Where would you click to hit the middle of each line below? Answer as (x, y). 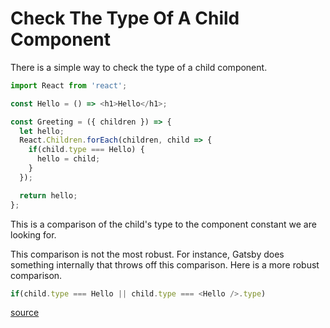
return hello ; (48, 195)
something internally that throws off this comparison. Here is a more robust (165, 264)
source (25, 313)
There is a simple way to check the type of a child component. (139, 67)
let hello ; (42, 131)
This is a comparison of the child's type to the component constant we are (163, 224)
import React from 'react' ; (69, 85)
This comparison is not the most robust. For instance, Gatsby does (147, 254)
